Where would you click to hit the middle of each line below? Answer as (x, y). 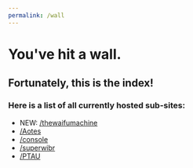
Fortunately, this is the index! (81, 83)
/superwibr (37, 148)
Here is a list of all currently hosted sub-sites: (97, 105)
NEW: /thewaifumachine (58, 122)
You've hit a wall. (65, 54)
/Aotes (30, 131)
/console (34, 139)
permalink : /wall (36, 15)
